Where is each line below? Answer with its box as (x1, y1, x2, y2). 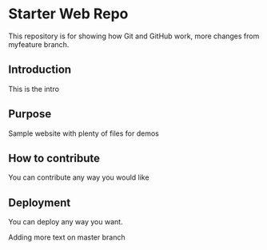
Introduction (8, 63, 72, 77)
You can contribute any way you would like (8, 173, 149, 182)
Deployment (8, 196, 71, 209)
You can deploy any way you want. (8, 217, 123, 227)
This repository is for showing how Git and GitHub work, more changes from (8, 31, 260, 41)
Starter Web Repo (8, 5, 129, 23)
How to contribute (8, 151, 101, 165)
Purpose (8, 107, 52, 121)
